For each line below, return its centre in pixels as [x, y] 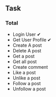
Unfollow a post [29, 89]
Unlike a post [26, 78]
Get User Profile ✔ [32, 40]
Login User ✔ [27, 34]
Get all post [25, 62]
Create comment [30, 67]
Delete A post [27, 50]
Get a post [23, 56]
